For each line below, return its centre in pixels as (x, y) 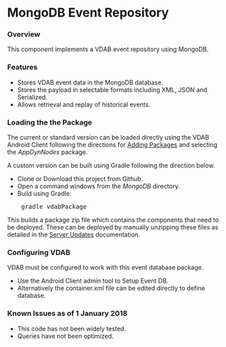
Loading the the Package (50, 122)
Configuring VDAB (39, 252)
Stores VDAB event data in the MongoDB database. (90, 82)
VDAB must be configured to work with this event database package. (105, 268)
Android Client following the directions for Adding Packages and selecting (112, 145)
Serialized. (32, 97)
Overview (24, 35)
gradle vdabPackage (54, 207)
